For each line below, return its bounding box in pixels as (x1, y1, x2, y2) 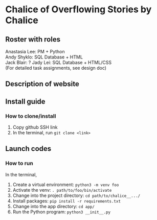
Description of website (5, 79, 79, 88)
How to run (5, 160, 33, 167)
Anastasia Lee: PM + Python (5, 49, 65, 54)
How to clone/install (5, 112, 56, 119)
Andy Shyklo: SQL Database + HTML (5, 54, 83, 60)
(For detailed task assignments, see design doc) (5, 65, 106, 71)
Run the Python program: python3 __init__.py (12, 209, 111, 215)
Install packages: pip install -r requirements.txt (12, 197, 121, 204)
